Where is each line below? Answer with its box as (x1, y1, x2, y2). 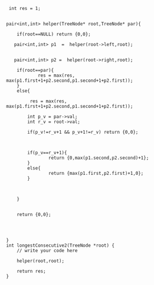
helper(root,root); (17, 258, 65, 264)
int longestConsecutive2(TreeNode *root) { (6, 243, 115, 248)
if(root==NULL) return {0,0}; (17, 31, 91, 37)
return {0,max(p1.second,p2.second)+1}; (48, 155, 149, 161)
